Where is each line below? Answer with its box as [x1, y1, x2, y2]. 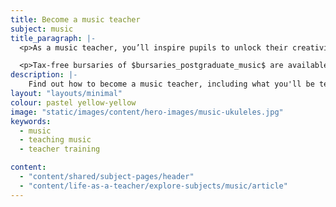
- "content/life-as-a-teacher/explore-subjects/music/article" [19, 181, 288, 191]
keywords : [10, 116, 52, 126]
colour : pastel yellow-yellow [10, 97, 137, 108]
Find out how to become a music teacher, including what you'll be [28, 79, 315, 90]
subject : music [10, 24, 74, 34]
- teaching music [19, 135, 92, 145]
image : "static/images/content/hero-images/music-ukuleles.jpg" [10, 107, 284, 117]
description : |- [10, 70, 78, 80]
